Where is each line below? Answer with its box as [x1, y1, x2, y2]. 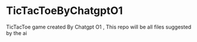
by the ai [6, 29, 28, 36]
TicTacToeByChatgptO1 [6, 4, 123, 17]
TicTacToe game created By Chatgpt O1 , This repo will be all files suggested [6, 23, 192, 30]
